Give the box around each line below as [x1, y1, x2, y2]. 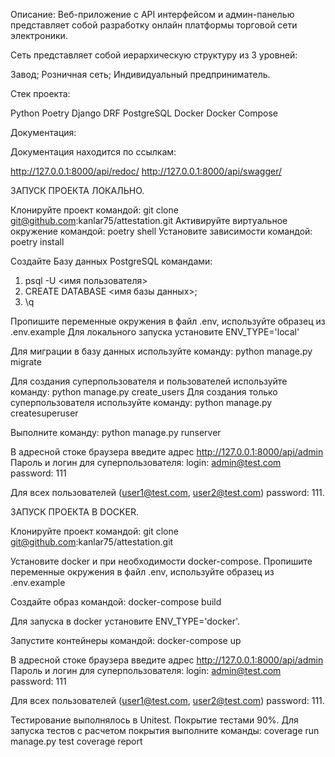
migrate [10, 356, 42, 368]
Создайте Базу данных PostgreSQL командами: [10, 255, 213, 267]
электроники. [10, 30, 68, 41]
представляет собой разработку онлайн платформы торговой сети [10, 19, 298, 31]
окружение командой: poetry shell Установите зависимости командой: [10, 225, 313, 237]
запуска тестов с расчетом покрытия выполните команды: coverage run [10, 725, 320, 736]
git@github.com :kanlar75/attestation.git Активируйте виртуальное [10, 215, 288, 226]
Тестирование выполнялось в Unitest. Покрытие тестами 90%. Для [10, 714, 299, 726]
